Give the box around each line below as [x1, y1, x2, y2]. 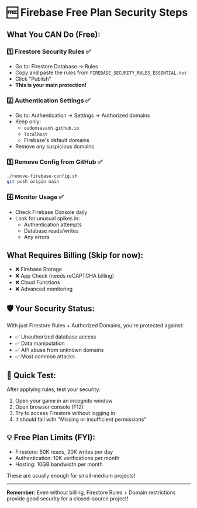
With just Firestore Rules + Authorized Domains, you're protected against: [6, 322, 184, 329]
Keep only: [15, 118, 42, 125]
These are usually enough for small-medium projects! [6, 472, 136, 479]
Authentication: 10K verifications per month [15, 454, 120, 461]
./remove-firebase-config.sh [6, 173, 78, 179]
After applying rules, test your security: [6, 386, 101, 393]
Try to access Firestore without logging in [15, 409, 116, 416]
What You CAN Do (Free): [6, 29, 101, 39]
